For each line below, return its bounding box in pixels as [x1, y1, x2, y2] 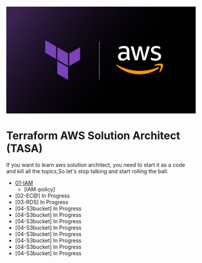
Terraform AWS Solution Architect [6, 129, 180, 142]
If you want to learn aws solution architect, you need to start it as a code [6, 161, 185, 169]
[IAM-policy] [23, 186, 55, 193]
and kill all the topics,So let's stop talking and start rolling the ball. [6, 168, 168, 175]
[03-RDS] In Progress [14, 199, 69, 206]
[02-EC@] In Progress [14, 192, 70, 199]
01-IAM [14, 179, 33, 187]
